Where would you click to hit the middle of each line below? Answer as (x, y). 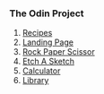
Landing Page (48, 42)
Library (35, 81)
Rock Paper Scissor (59, 52)
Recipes (37, 33)
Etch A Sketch (48, 62)
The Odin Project (47, 13)
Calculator (41, 71)
